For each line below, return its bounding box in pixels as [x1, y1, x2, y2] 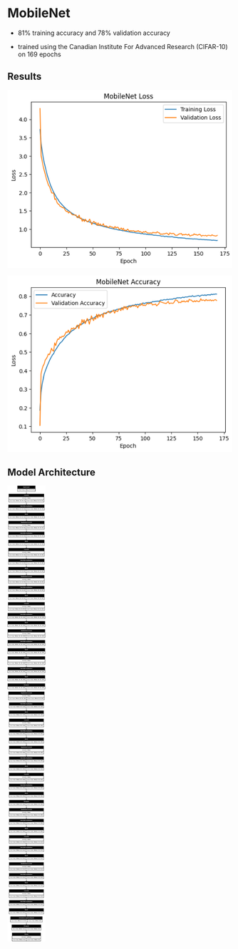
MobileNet [7, 5, 71, 21]
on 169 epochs [17, 50, 62, 58]
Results [7, 71, 42, 83]
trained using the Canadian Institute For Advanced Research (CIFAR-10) [17, 42, 228, 51]
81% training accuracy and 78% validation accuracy [17, 28, 171, 37]
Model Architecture [7, 466, 96, 478]
